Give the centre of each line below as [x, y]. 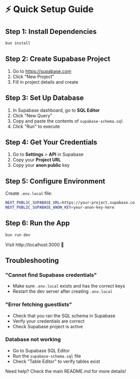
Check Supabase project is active [48, 326]
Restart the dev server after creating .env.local [62, 291]
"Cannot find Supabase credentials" [51, 275]
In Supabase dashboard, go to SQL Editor [56, 110]
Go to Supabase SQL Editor [41, 351]
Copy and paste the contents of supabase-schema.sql [68, 121]
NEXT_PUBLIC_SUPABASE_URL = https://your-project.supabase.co [70, 203]
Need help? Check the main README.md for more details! [66, 371]
